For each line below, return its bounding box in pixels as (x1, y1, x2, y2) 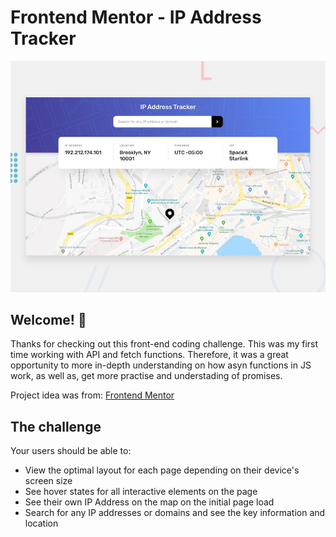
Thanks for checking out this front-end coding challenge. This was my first (10, 338, 319, 350)
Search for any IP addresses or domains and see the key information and (24, 507, 326, 519)
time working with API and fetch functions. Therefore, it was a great (10, 349, 289, 361)
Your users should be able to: (10, 445, 132, 457)
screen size (24, 475, 73, 487)
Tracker (10, 27, 77, 50)
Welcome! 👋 (10, 311, 87, 328)
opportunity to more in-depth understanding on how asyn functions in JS (10, 359, 312, 371)
